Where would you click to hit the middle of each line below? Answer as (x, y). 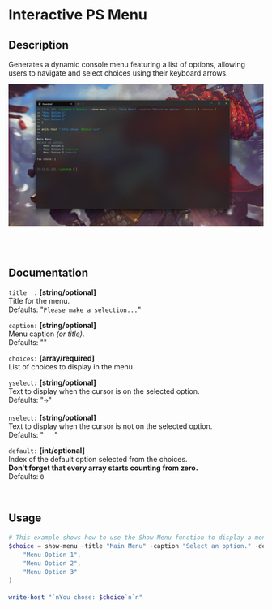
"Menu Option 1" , (52, 555)
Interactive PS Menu (78, 15)
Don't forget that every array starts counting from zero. (103, 468)
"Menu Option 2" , (52, 563)
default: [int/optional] (47, 451)
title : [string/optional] (53, 292)
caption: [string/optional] (53, 326)
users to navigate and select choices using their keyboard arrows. (118, 73)
